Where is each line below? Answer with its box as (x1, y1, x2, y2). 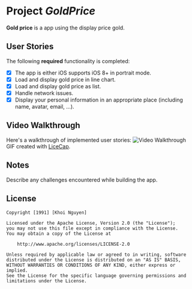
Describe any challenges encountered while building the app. (6, 176, 158, 183)
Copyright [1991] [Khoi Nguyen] (6, 209, 87, 216)
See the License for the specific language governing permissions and (6, 272, 187, 279)
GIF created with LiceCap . (6, 142, 71, 150)
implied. (6, 267, 28, 273)
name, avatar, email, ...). (14, 103, 74, 111)
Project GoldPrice (6, 4, 96, 18)
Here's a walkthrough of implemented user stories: (6, 136, 132, 144)
